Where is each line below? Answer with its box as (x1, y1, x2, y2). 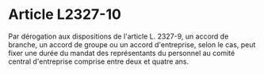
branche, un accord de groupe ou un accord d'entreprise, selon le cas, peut (8, 39, 256, 49)
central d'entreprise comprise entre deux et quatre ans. (8, 57, 189, 66)
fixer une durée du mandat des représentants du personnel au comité (8, 48, 235, 57)
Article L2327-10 (8, 6, 121, 24)
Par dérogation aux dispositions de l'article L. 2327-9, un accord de (8, 31, 229, 41)
